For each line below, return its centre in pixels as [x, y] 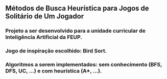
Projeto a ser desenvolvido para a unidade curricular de [75, 31]
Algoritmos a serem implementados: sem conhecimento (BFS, [84, 65]
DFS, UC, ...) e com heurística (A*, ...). [54, 71]
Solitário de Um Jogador [45, 17]
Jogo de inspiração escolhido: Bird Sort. [56, 51]
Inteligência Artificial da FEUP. [44, 37]
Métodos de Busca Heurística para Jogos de [77, 8]
